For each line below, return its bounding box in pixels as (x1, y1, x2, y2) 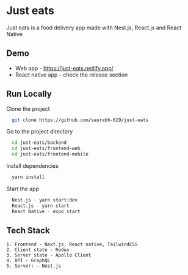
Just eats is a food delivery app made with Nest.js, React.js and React (6, 24, 182, 31)
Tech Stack (6, 225, 50, 236)
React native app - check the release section (15, 71, 128, 78)
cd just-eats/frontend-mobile (12, 151, 89, 157)
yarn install (12, 174, 45, 181)
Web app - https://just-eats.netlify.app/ (15, 64, 114, 72)
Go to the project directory (6, 128, 73, 135)
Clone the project (6, 105, 50, 112)
